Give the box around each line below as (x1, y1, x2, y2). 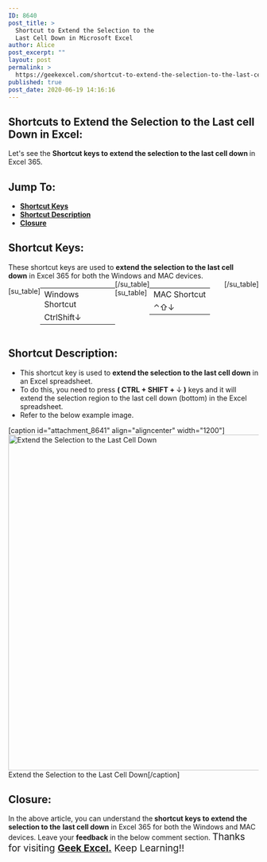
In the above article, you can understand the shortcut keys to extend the (8, 813, 248, 824)
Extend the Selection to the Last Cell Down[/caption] (8, 770, 180, 779)
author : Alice (8, 41, 56, 49)
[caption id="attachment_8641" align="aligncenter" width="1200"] (8, 425, 225, 435)
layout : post (8, 57, 52, 64)
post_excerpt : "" (8, 49, 66, 57)
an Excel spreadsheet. (19, 376, 93, 386)
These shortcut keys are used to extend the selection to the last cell (8, 262, 234, 271)
